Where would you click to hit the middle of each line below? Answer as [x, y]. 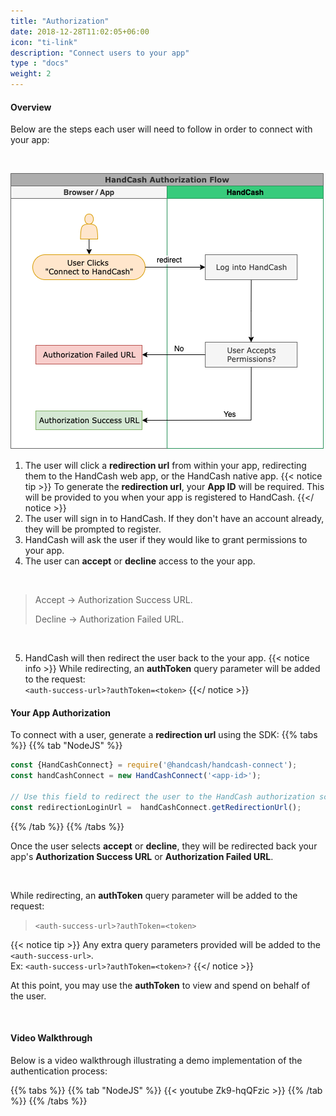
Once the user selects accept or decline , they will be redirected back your [164, 846]
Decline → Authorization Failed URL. [109, 619]
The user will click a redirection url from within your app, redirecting [165, 466]
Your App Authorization [60, 712]
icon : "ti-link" [44, 42]
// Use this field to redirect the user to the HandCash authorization [162, 797]
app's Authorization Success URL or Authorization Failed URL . [142, 856]
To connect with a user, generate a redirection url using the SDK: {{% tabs [164, 735]
